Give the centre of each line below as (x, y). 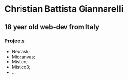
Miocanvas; (23, 57)
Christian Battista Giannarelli (64, 9)
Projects (15, 41)
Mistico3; (21, 67)
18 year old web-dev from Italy (52, 27)
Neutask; (21, 51)
